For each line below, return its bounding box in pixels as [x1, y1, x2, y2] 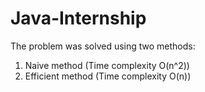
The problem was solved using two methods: [10, 40, 196, 52]
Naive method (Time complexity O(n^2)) [24, 59, 190, 71]
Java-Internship [10, 7, 147, 30]
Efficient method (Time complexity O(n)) [24, 70, 192, 82]
